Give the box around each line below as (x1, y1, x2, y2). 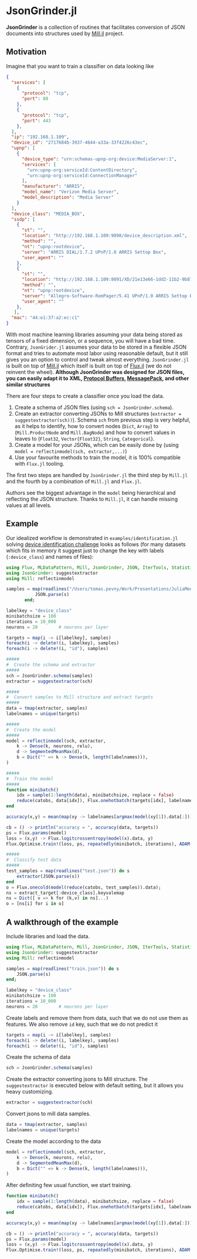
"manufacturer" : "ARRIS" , (21, 184, 85, 190)
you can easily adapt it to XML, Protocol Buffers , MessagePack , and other (6, 375, 189, 382)
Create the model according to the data (6, 1138, 101, 1145)
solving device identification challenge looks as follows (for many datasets (6, 541, 186, 548)
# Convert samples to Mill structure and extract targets (6, 694, 154, 700)
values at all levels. (6, 502, 52, 509)
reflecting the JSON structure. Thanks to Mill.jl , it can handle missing (6, 496, 178, 502)
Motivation (6, 47, 47, 57)
